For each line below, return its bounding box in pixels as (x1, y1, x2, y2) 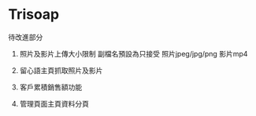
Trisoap (8, 5, 60, 24)
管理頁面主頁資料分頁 (19, 99, 89, 108)
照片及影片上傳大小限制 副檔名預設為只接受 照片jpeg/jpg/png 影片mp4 (19, 49, 248, 58)
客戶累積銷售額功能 (19, 82, 83, 92)
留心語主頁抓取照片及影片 (19, 65, 103, 75)
